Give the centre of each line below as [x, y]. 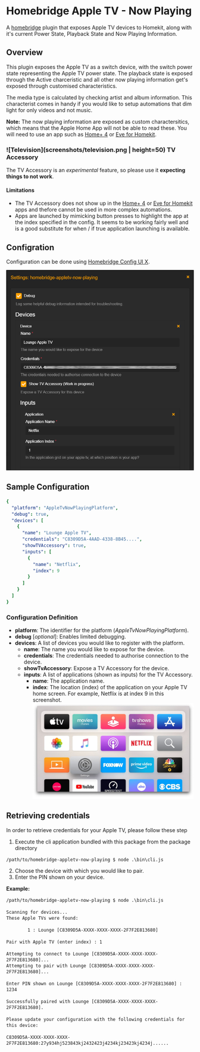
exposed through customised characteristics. [62, 86]
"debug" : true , [30, 514]
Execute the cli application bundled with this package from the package [102, 842]
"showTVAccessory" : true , [54, 546]
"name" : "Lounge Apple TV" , [57, 533]
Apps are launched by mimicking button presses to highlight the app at [101, 216]
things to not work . [30, 176]
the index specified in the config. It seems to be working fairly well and [101, 222]
